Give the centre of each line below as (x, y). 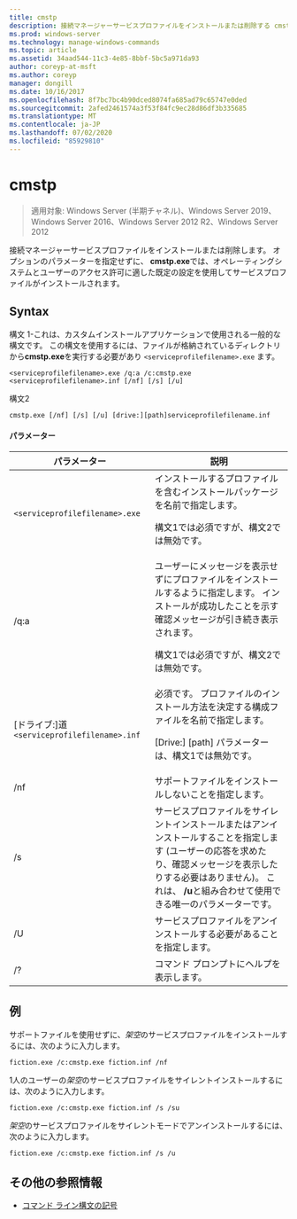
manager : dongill (41, 83)
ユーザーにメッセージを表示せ (216, 566)
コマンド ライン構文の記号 (69, 1206)
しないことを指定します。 (216, 794)
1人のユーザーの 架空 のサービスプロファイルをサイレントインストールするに (146, 1080)
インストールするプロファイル (216, 478)
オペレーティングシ (247, 261)
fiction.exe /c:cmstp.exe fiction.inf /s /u (92, 1153)
